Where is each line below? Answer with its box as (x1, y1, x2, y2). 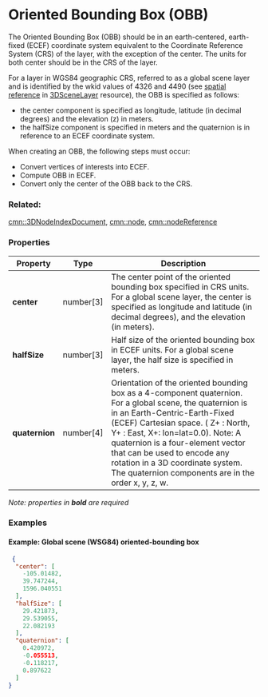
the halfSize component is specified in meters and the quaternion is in (19, 122, 250, 132)
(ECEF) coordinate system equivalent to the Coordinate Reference (26, 40, 243, 50)
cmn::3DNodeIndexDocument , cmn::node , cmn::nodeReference (8, 217, 218, 227)
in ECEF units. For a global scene (111, 344, 234, 355)
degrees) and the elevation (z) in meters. (19, 114, 154, 123)
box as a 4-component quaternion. (111, 387, 243, 398)
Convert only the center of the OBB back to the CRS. (19, 178, 193, 189)
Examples (8, 517, 48, 528)
